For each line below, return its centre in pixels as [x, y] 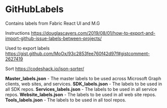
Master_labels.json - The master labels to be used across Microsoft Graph [83, 78]
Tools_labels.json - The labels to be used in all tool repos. [66, 100]
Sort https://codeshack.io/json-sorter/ [45, 69]
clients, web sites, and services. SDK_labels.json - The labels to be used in [84, 84]
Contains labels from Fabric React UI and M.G [52, 23]
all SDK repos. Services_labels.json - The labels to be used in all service [81, 89]
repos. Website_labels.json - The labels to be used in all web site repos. [81, 94]
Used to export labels [27, 48]
